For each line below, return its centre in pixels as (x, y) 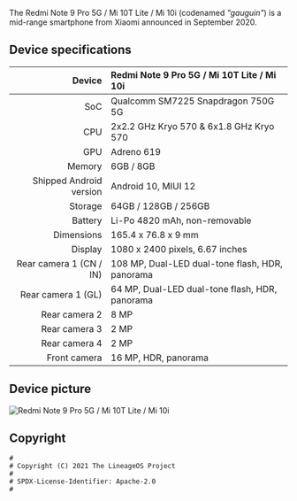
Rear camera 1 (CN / (59, 263)
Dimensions (77, 235)
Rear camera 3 (72, 328)
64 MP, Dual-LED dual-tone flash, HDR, (194, 289)
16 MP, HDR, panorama (160, 358)
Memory (85, 166)
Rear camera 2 (72, 314)
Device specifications (71, 50)
